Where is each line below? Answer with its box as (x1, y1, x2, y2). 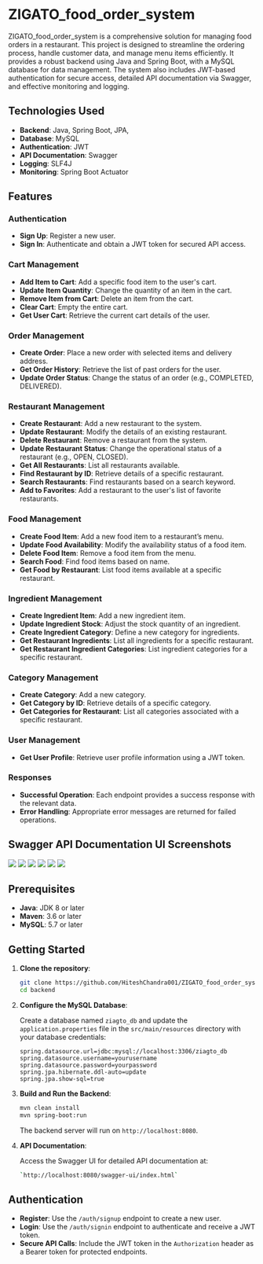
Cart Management (8, 259, 79, 270)
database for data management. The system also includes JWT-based (8, 64, 236, 74)
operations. (19, 815, 57, 825)
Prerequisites (8, 883, 75, 896)
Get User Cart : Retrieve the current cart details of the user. (19, 310, 210, 320)
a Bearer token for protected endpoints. (19, 1247, 148, 1257)
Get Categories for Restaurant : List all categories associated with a (19, 707, 239, 716)
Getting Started (8, 942, 86, 956)
